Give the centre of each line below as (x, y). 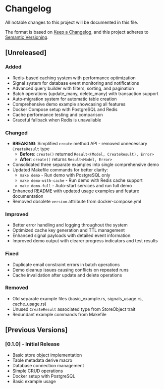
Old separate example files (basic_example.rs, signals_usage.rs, (78, 298)
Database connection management (48, 365)
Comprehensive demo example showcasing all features (69, 104)
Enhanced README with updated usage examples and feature (76, 191)
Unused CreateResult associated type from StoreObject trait (74, 309)
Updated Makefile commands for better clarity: (60, 169)
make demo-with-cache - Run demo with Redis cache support (81, 180)
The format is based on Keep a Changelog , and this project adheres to (77, 32)
